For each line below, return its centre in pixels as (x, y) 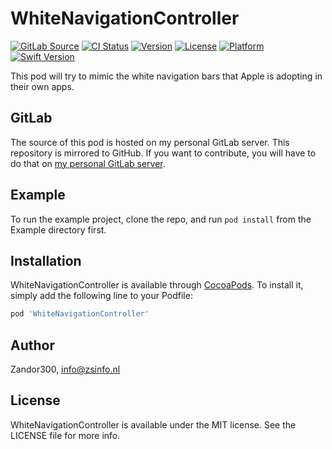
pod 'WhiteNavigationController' (80, 314)
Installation (46, 260)
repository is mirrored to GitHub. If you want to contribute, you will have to (163, 153)
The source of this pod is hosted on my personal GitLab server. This (150, 142)
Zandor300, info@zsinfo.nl (65, 369)
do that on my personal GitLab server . (88, 163)
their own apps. (42, 86)
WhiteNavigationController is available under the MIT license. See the (153, 424)
